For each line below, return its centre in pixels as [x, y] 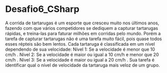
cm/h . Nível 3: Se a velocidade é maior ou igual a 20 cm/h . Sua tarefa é [80, 60]
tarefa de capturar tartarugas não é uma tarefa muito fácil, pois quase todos [83, 39]
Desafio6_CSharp [42, 9]
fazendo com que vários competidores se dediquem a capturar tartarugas [82, 28]
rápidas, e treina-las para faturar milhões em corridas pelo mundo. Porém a [83, 33]
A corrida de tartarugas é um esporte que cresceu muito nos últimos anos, [82, 23]
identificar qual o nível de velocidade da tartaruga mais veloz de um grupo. [82, 65]
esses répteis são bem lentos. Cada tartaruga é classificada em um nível [80, 44]
